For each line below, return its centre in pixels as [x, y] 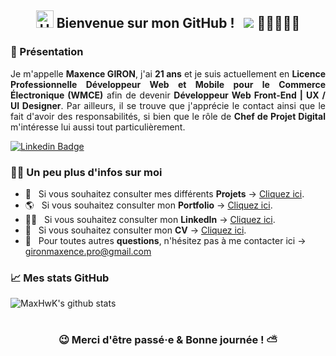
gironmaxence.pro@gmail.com [88, 251]
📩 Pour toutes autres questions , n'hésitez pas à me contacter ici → [165, 240]
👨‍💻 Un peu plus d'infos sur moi [86, 172]
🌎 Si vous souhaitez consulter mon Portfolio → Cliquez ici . [148, 205]
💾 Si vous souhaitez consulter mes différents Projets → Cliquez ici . [164, 193]
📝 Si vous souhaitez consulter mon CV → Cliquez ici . [135, 230]
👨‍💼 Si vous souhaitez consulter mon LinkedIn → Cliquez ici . [150, 219]
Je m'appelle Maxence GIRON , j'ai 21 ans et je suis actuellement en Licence [168, 73]
